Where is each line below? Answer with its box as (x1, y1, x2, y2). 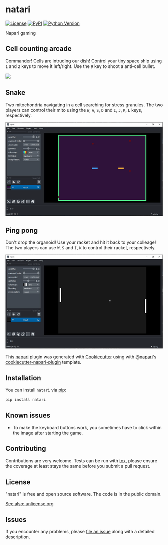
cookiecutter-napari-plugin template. (5, 359, 82, 365)
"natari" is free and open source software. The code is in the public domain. (5, 491, 162, 497)
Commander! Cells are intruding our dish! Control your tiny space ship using (5, 58, 162, 64)
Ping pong (5, 226, 38, 235)
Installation (5, 374, 41, 382)
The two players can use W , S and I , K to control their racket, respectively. (5, 245, 156, 251)
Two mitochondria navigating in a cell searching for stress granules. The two (5, 102, 163, 108)
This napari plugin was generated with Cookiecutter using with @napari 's (5, 354, 157, 360)
